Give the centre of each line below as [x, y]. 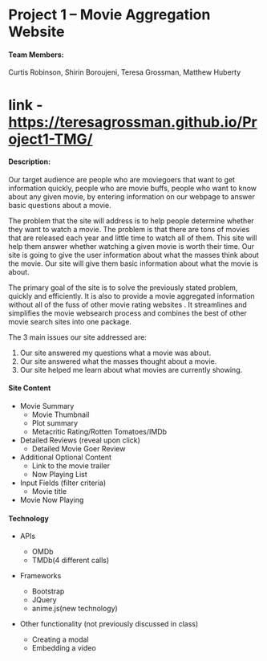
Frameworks [40, 576]
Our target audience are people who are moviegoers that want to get [121, 179]
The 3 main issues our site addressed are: [77, 337]
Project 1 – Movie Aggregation [109, 15]
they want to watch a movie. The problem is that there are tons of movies [129, 229]
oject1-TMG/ [51, 139]
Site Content [30, 388]
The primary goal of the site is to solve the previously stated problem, [123, 288]
